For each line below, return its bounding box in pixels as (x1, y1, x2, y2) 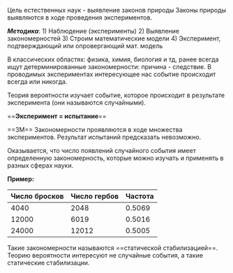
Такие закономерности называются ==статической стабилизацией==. (7, 244, 218, 252)
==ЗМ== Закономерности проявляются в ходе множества (7, 126, 183, 133)
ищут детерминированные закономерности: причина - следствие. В (7, 63, 211, 71)
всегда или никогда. (7, 78, 68, 86)
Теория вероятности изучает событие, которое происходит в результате (7, 91, 225, 99)
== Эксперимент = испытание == (7, 112, 107, 120)
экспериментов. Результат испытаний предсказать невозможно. (7, 133, 202, 141)
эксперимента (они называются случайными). (7, 98, 146, 107)
